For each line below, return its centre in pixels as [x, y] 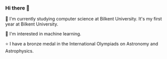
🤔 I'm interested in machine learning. [43, 34]
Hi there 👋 [18, 8]
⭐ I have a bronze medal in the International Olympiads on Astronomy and [82, 44]
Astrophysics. [19, 51]
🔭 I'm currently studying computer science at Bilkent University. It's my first [84, 19]
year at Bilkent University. [32, 24]
